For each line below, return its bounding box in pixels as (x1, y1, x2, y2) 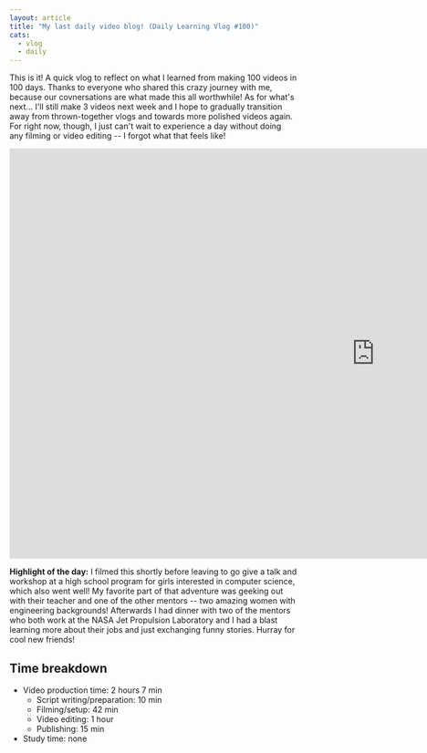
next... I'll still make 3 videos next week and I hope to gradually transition (9, 101, 283, 112)
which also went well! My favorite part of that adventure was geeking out (9, 585, 284, 597)
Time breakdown (9, 660, 108, 676)
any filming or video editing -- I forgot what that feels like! (9, 130, 226, 141)
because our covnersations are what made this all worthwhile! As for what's (9, 92, 295, 103)
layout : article (9, 13, 71, 23)
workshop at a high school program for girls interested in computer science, (9, 576, 296, 587)
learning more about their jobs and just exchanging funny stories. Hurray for (9, 624, 296, 635)
